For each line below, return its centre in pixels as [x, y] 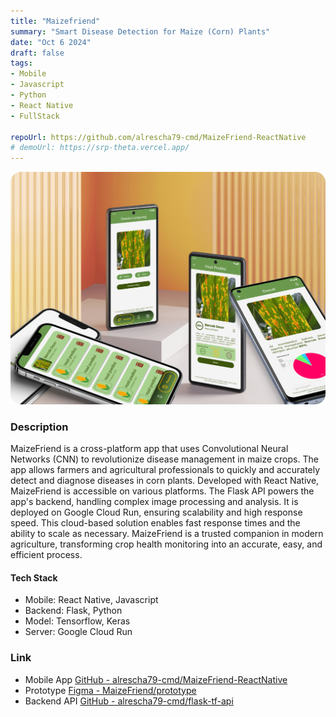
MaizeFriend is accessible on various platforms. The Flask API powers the [162, 491]
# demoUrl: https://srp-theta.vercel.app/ [100, 148]
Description [39, 427]
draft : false [37, 53]
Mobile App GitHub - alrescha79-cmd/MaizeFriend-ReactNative [156, 679]
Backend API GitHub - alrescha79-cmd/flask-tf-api [129, 701]
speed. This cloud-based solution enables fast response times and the [155, 523]
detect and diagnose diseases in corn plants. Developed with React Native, [165, 481]
